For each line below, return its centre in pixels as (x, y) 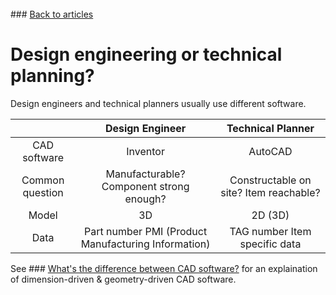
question (43, 192)
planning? (52, 76)
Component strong (145, 186)
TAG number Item (270, 231)
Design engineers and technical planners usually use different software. (158, 103)
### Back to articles (52, 14)
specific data (270, 244)
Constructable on (270, 180)
